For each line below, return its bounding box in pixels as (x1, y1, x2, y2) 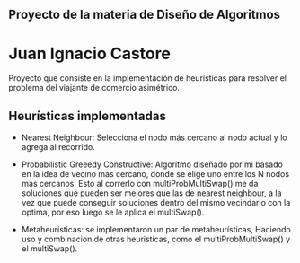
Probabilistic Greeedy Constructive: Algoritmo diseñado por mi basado (21, 159, 284, 170)
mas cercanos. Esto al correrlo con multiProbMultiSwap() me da (21, 179, 259, 189)
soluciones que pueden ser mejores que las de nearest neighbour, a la (21, 188, 282, 198)
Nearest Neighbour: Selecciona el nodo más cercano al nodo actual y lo (21, 132, 288, 143)
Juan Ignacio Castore (8, 43, 172, 64)
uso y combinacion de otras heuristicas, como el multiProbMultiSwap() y (21, 233, 291, 245)
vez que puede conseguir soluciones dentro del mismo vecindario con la (21, 197, 291, 208)
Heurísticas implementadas (8, 108, 167, 124)
